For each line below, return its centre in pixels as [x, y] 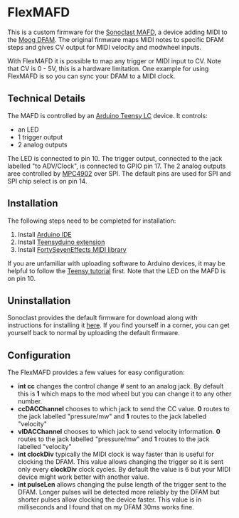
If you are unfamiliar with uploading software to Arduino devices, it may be [116, 263]
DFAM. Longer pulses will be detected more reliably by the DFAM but [118, 492]
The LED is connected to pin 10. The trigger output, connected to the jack [115, 158]
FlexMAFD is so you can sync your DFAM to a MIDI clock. [91, 76]
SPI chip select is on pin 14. [47, 181]
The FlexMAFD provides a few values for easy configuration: [96, 372]
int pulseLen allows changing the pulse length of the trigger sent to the [122, 485]
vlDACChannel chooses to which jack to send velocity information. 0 [119, 432]
